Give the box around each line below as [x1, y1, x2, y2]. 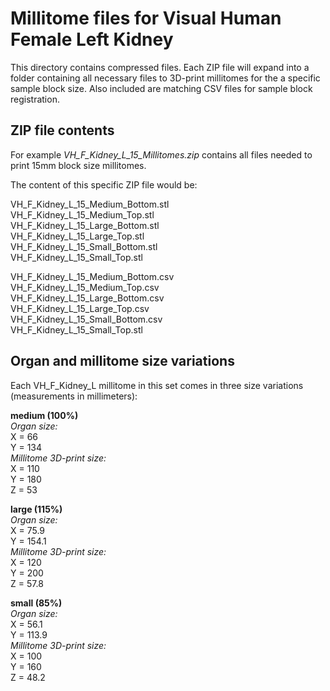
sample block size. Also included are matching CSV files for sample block [10, 82, 313, 94]
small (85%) [10, 597, 63, 609]
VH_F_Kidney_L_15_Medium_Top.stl [10, 208, 155, 221]
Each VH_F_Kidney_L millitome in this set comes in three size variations [10, 379, 304, 391]
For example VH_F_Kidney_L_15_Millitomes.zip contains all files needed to [10, 148, 313, 161]
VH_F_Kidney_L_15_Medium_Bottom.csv [10, 270, 175, 282]
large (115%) [10, 503, 63, 515]
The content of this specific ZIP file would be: [10, 178, 198, 191]
